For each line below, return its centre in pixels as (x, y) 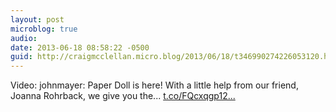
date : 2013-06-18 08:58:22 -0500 (80, 47)
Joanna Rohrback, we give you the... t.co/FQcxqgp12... (123, 96)
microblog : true (44, 29)
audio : (24, 38)
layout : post (37, 19)
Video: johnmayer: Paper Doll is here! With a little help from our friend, (154, 85)
